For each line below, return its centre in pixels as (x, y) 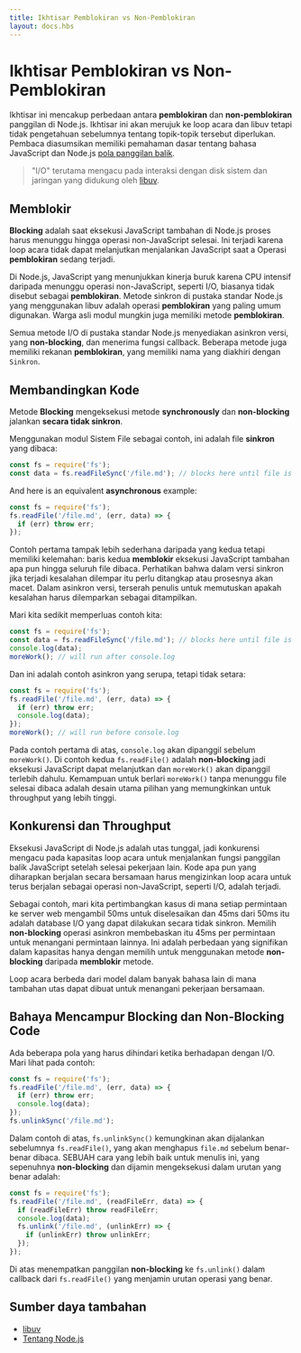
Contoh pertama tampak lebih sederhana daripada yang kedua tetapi (137, 550)
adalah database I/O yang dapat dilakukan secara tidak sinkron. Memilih (143, 923)
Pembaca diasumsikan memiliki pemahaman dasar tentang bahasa (133, 144)
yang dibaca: (34, 449)
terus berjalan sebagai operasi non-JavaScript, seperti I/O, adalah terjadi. (145, 886)
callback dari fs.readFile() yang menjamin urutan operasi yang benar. (141, 1278)
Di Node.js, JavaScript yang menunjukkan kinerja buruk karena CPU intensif (150, 277)
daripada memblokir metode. (99, 961)
